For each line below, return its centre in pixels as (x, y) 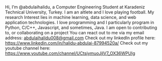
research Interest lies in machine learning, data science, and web (71, 17)
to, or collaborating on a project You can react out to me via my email (75, 33)
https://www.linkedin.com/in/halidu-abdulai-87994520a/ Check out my (77, 43)
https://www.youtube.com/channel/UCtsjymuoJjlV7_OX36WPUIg (70, 53)
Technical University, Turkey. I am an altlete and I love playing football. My (80, 12)
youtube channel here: (28, 48)
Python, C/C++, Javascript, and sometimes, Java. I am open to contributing (81, 28)
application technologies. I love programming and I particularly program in (80, 22)
